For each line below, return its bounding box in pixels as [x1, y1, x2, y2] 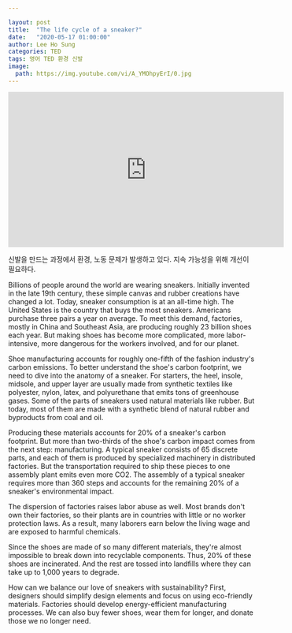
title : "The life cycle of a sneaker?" [8, 25, 143, 34]
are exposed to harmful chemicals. [8, 527, 120, 536]
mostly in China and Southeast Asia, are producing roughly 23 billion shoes [8, 322, 252, 331]
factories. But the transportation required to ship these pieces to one [8, 461, 231, 471]
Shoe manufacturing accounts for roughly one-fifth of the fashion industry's [8, 354, 255, 363]
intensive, [8, 338, 40, 348]
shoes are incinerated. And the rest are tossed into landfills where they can [8, 559, 252, 568]
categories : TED [8, 48, 61, 56]
